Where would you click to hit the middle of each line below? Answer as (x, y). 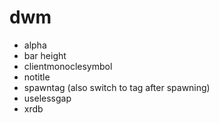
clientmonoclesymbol (68, 66)
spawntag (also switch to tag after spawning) (117, 87)
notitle (37, 77)
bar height (45, 55)
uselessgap (47, 98)
